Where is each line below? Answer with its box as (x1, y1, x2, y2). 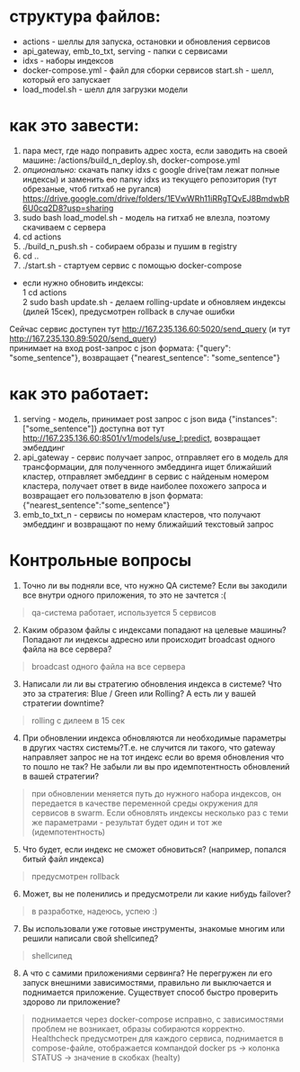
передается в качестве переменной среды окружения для (31, 797, 259, 808)
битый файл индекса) (22, 853, 105, 864)
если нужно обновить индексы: (22, 277, 144, 288)
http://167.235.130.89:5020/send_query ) (9, 333, 157, 344)
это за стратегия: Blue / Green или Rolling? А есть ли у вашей (22, 688, 257, 698)
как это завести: (9, 115, 139, 136)
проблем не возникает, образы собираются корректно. (31, 1023, 245, 1034)
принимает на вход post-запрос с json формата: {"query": (9, 342, 232, 353)
